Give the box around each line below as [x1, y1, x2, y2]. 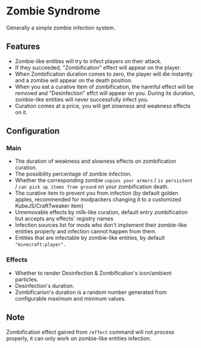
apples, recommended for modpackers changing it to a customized [14, 196, 181, 203]
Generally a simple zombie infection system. [6, 24, 116, 31]
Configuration [6, 126, 60, 136]
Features [6, 41, 40, 52]
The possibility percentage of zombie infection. [14, 170, 132, 178]
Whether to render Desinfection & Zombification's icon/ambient [14, 269, 172, 276]
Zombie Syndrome [6, 4, 101, 18]
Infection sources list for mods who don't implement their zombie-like [14, 221, 187, 229]
